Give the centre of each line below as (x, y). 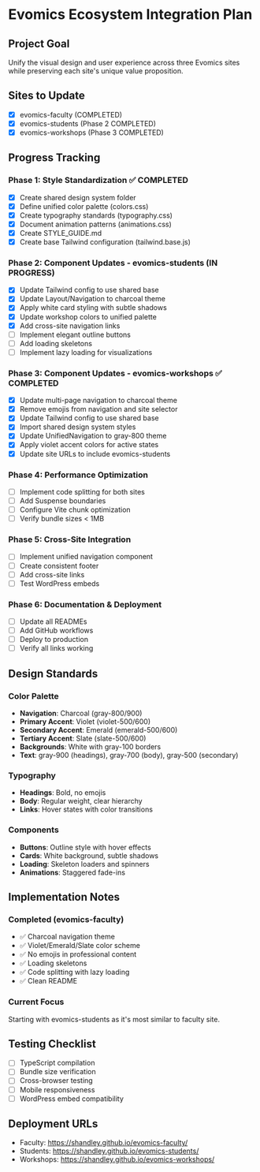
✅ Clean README (48, 981)
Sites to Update (46, 96)
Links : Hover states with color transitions (86, 809)
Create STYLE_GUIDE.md (61, 233)
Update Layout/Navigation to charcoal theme (92, 299)
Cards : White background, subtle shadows (89, 855)
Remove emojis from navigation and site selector (98, 409)
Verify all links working (56, 648)
